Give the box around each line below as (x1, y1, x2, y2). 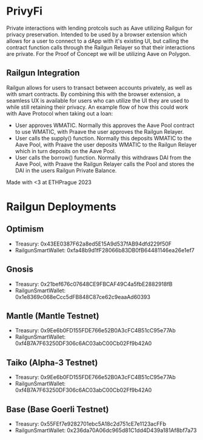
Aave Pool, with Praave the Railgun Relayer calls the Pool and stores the (15, 160, 195, 168)
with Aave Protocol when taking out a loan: (6, 109, 113, 117)
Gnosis (6, 264, 33, 275)
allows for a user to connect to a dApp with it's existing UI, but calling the (6, 37, 189, 44)
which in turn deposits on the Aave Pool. (15, 147, 116, 154)
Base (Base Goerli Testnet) (6, 404, 109, 414)
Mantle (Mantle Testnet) (6, 311, 99, 321)
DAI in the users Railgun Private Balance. (15, 167, 117, 174)
